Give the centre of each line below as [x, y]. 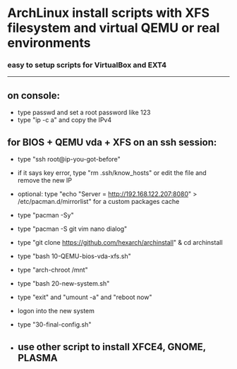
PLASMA [37, 358]
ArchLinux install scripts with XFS [109, 13]
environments [49, 43]
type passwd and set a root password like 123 [84, 113]
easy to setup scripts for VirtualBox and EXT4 [87, 65]
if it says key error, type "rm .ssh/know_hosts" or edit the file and [112, 173]
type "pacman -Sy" [45, 215]
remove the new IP [45, 181]
